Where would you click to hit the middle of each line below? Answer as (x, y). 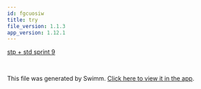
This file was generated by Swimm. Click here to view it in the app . (101, 79)
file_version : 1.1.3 (37, 26)
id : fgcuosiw (26, 13)
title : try (23, 20)
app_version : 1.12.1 (37, 33)
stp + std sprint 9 (31, 52)
